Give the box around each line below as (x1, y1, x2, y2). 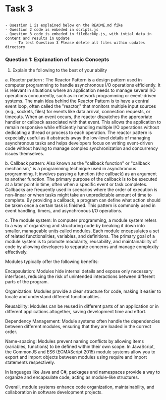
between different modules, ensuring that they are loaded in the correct (5, 323, 151, 329)
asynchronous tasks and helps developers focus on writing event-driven (5, 140, 153, 146)
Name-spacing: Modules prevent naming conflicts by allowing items (5, 338, 144, 344)
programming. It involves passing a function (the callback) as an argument (5, 171, 157, 177)
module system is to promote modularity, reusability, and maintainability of (5, 238, 157, 244)
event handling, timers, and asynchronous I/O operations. (5, 207, 122, 213)
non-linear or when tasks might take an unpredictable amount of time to (5, 192, 152, 198)
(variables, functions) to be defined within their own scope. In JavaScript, (5, 343, 155, 349)
